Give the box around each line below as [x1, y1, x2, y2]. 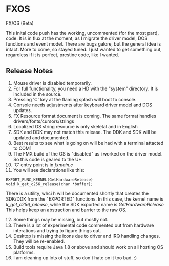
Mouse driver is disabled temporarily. [13, 80, 92, 86]
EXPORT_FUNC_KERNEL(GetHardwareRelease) [6, 177, 94, 182]
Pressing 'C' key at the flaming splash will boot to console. [13, 96, 137, 102]
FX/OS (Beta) [6, 20, 34, 26]
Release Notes [6, 66, 53, 75]
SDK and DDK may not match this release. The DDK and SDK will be [13, 129, 157, 135]
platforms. [13, 249, 35, 255]
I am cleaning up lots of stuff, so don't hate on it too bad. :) [13, 254, 137, 261]
